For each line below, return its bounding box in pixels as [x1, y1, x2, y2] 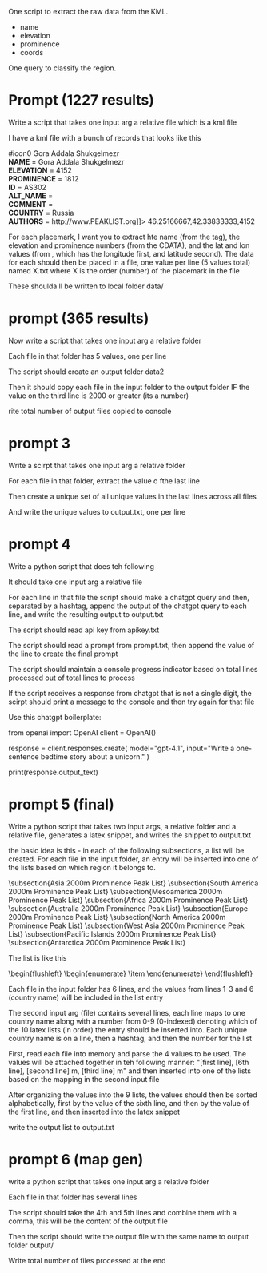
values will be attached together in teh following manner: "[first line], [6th [8, 1057, 249, 1067]
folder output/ [8, 1240, 54, 1250]
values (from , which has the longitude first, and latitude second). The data [8, 249, 254, 258]
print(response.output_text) [8, 767, 98, 777]
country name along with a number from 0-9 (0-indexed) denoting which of [8, 1016, 257, 1026]
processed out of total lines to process [8, 673, 136, 682]
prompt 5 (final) [8, 795, 114, 814]
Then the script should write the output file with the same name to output [8, 1231, 249, 1241]
